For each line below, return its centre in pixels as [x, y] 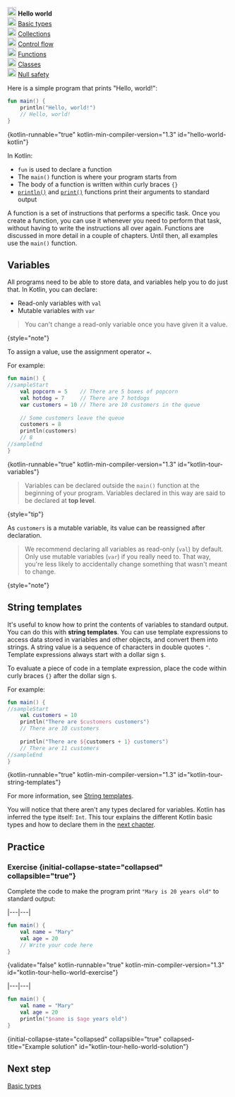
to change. [40, 571]
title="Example [29, 1046]
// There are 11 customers [60, 748]
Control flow [36, 44]
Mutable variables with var [56, 311]
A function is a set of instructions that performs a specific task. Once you [114, 213]
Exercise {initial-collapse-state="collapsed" [85, 867]
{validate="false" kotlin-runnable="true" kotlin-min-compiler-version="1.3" [116, 965]
